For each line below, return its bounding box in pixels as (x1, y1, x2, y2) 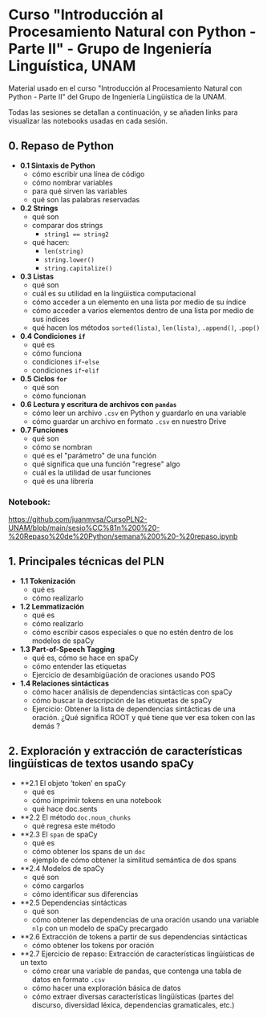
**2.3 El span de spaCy (19, 829, 98, 839)
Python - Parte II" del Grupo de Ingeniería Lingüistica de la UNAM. (8, 92, 227, 101)
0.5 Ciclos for (19, 373, 67, 383)
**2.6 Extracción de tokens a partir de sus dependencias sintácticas (19, 931, 248, 941)
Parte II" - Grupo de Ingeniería (8, 40, 212, 58)
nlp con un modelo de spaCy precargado (31, 923, 168, 933)
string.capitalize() (43, 264, 113, 272)
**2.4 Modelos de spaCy (19, 863, 105, 873)
